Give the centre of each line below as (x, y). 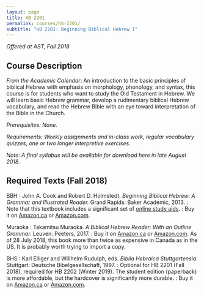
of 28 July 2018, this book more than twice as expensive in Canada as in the (102, 240)
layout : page (23, 12)
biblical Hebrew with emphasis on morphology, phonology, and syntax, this (101, 87)
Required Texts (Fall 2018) (57, 181)
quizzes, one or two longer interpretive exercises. (68, 143)
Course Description (44, 66)
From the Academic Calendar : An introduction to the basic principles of (96, 81)
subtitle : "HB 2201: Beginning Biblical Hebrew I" (72, 29)
